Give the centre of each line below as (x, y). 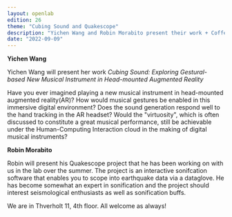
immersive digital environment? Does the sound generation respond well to (114, 107)
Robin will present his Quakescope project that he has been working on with (115, 163)
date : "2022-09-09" (35, 39)
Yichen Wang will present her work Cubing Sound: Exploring (93, 72)
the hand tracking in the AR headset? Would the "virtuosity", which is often (113, 115)
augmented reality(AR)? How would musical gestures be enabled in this (109, 100)
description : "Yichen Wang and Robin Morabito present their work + (108, 33)
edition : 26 (24, 20)
